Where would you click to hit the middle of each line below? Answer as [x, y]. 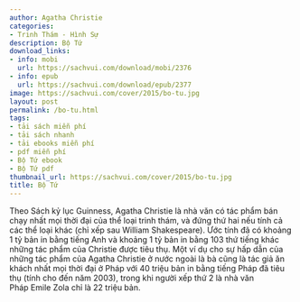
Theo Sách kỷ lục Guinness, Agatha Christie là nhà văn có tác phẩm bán [144, 211]
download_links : [40, 51]
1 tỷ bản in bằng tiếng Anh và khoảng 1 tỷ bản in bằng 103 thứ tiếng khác [145, 240]
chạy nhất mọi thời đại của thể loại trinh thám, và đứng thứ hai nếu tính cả [146, 221]
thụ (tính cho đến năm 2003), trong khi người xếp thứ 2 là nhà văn [132, 278]
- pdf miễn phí [38, 151]
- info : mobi [34, 59]
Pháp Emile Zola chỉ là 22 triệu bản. [75, 288]
